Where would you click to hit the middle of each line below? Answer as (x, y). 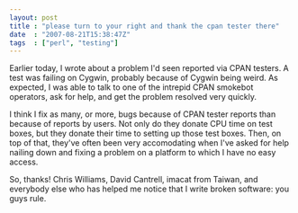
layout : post (34, 18)
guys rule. (28, 199)
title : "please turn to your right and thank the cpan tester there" (144, 26)
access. (24, 162)
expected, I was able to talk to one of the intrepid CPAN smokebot (131, 87)
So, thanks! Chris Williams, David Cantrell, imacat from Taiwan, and (134, 180)
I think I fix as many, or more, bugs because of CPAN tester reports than (143, 114)
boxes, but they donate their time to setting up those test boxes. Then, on (145, 133)
